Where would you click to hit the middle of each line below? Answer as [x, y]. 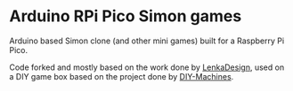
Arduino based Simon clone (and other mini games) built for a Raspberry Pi [147, 41]
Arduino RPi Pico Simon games [126, 16]
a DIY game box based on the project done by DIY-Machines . [122, 76]
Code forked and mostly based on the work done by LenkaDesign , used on [147, 67]
